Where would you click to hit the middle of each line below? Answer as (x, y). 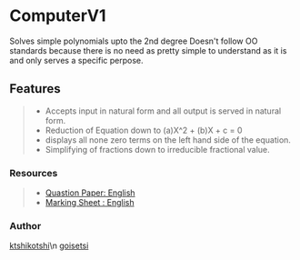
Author (25, 225)
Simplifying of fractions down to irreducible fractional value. (157, 149)
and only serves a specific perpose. (76, 60)
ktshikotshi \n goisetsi (49, 245)
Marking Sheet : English (90, 203)
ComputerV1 (58, 16)
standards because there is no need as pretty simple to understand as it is (148, 50)
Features (35, 89)
